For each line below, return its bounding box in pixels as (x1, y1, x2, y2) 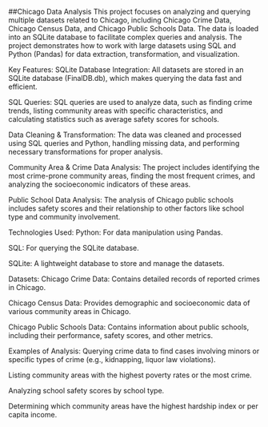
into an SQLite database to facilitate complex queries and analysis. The (8, 32, 242, 42)
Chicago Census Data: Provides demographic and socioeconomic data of (8, 298, 250, 308)
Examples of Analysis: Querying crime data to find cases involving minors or (8, 346, 260, 356)
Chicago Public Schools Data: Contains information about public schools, (8, 322, 250, 332)
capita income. (8, 410, 58, 419)
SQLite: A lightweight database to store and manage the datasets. (8, 259, 225, 268)
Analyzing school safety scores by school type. (8, 386, 165, 395)
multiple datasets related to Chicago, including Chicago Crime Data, (8, 15, 232, 25)
